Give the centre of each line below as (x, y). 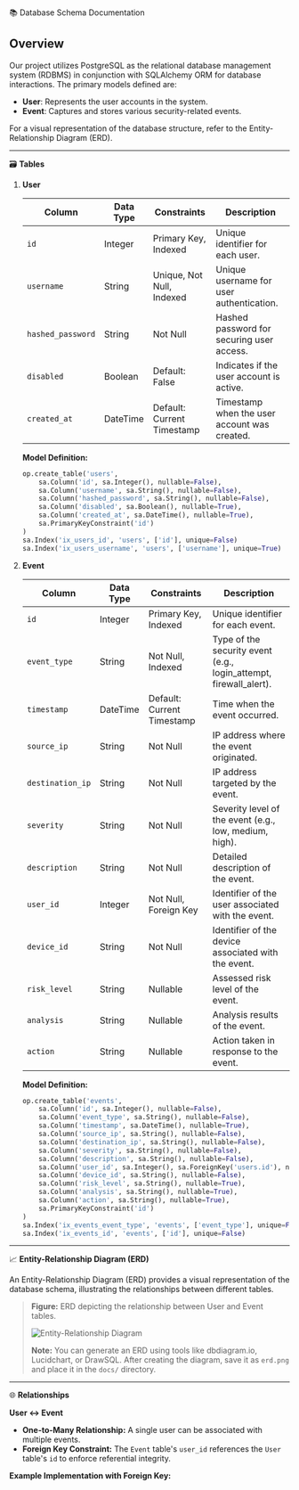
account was (242, 424)
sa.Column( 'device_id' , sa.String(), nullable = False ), (142, 1175)
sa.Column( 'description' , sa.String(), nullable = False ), (146, 1158)
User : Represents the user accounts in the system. (115, 102)
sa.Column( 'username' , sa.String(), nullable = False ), (140, 490)
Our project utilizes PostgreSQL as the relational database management (140, 65)
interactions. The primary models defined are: (93, 84)
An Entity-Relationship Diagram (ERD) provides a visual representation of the (149, 1280)
